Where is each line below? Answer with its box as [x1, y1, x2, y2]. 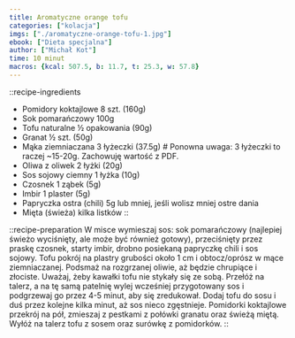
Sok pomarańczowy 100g [21, 112, 115, 124]
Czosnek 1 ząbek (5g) [21, 179, 102, 189]
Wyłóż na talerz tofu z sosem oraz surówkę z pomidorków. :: [9, 318, 230, 328]
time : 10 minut [9, 54, 65, 63]
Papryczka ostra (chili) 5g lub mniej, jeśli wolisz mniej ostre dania [21, 197, 259, 208]
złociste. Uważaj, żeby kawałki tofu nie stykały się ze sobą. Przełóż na [9, 271, 265, 281]
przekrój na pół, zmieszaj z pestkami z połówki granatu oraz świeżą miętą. [9, 309, 280, 319]
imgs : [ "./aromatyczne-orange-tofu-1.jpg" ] [9, 29, 172, 38]
